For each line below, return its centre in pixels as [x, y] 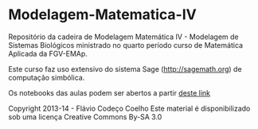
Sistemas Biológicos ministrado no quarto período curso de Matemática [126, 45]
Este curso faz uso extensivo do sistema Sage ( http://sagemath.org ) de [125, 68]
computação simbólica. [47, 77]
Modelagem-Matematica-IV [102, 15]
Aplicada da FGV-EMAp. [48, 53]
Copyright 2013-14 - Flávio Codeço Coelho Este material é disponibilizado [129, 108]
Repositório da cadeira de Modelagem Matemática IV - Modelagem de [123, 37]
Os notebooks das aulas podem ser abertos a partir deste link [109, 92]
